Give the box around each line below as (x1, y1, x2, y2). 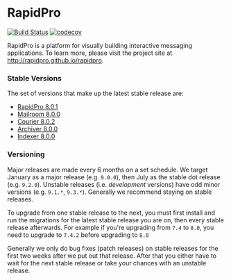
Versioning (7, 149, 45, 159)
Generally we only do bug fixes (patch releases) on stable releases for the (7, 244, 219, 252)
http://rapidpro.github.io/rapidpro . (7, 56, 104, 64)
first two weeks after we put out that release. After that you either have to (7, 252, 217, 260)
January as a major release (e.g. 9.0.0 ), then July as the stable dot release (7, 172, 221, 181)
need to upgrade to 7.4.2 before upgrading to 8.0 (7, 231, 149, 239)
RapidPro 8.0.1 (17, 103, 58, 111)
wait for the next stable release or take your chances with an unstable (7, 258, 207, 267)
